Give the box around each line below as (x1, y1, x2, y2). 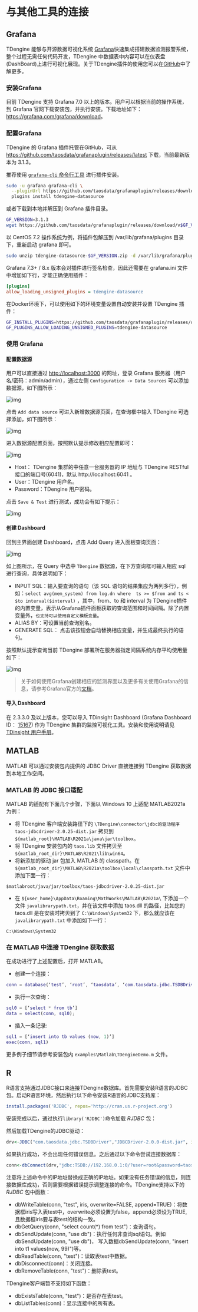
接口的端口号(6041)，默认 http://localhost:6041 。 (14, 471, 136, 478)
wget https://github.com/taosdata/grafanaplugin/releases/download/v (6, 222, 181, 229)
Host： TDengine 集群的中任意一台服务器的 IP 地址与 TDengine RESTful (14, 464, 189, 471)
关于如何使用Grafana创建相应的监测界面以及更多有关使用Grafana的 (20, 678, 184, 685)
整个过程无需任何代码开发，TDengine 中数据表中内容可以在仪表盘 (6, 53, 166, 60)
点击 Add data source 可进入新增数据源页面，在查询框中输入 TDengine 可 (6, 408, 184, 415)
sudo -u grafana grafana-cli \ (6, 183, 83, 189)
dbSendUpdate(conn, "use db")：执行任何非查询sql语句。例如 (14, 1231, 166, 1238)
